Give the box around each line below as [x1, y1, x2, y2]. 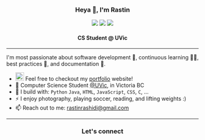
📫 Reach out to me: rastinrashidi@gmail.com [15, 104, 129, 111]
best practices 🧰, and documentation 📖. [6, 60, 106, 67]
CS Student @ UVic [77, 34, 128, 42]
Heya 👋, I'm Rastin [75, 6, 130, 14]
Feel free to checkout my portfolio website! [25, 75, 133, 82]
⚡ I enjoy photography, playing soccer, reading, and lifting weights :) [15, 95, 187, 102]
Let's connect [81, 127, 124, 136]
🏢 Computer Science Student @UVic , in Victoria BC [15, 81, 145, 89]
